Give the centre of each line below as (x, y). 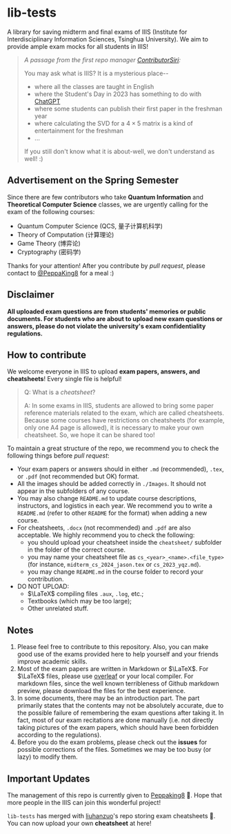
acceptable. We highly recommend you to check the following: (106, 535)
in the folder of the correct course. (77, 550)
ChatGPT (47, 101)
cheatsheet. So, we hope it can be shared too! (89, 435)
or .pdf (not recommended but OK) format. (78, 476)
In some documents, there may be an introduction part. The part (108, 698)
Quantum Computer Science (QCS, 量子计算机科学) (90, 226)
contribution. (46, 579)
